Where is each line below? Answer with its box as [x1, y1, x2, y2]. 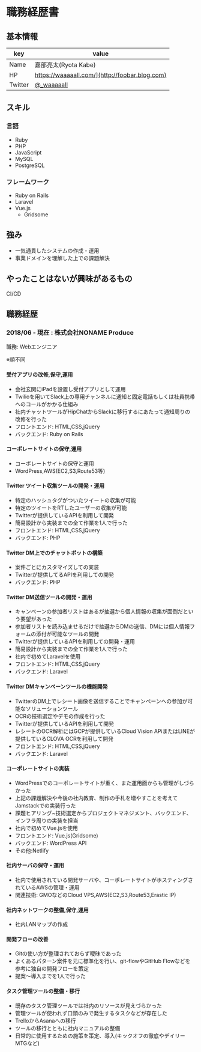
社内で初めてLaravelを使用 [14, 653, 81, 660]
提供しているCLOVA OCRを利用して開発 [14, 735, 114, 742]
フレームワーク [6, 178, 50, 186]
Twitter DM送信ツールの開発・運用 [6, 593, 92, 601]
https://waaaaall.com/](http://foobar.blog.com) [34, 71, 167, 79]
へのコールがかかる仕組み [14, 400, 79, 407]
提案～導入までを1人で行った [14, 973, 86, 980]
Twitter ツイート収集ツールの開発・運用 [6, 482, 105, 490]
